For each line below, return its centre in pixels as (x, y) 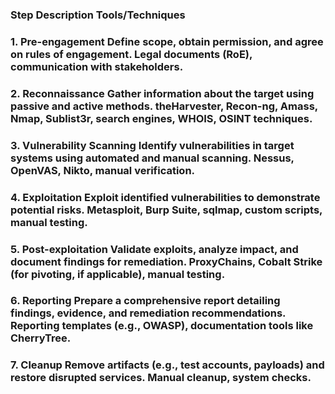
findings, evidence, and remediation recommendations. (148, 313)
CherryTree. (41, 338)
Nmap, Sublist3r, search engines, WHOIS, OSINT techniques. (161, 118)
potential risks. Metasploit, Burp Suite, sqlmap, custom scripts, (166, 210)
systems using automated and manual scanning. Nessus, (152, 158)
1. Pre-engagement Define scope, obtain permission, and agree (167, 41)
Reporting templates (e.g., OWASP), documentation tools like (162, 326)
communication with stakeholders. (97, 66)
